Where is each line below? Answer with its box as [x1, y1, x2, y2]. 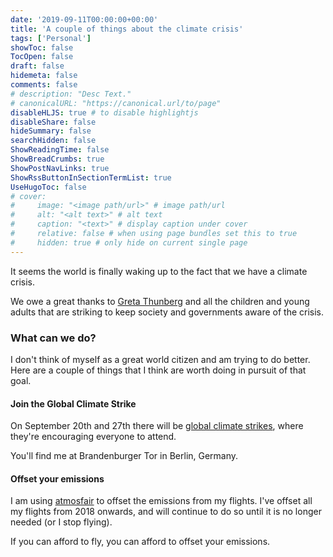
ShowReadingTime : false [10, 145, 110, 155]
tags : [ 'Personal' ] [10, 33, 92, 43]
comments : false [10, 80, 78, 90]
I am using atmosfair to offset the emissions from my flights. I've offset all [10, 495, 313, 507]
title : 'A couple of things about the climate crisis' [10, 24, 244, 34]
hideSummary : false [10, 126, 92, 136]
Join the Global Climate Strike [10, 397, 137, 410]
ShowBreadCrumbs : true [10, 154, 105, 164]
